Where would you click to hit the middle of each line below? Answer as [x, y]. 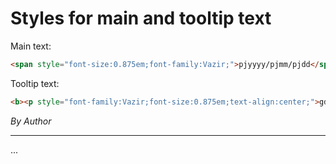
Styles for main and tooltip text [141, 18]
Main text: [31, 46]
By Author [31, 121]
